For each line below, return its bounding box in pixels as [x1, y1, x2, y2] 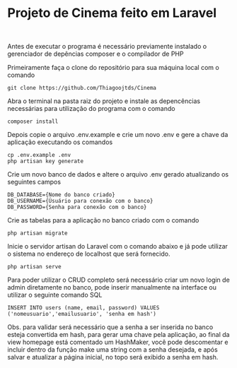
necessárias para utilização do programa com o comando [7, 104, 175, 112]
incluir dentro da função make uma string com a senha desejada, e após [7, 345, 218, 354]
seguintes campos [7, 177, 62, 186]
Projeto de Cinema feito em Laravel [7, 5, 217, 21]
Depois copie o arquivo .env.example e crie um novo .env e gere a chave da [7, 130, 229, 138]
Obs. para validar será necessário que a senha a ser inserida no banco [7, 323, 214, 331]
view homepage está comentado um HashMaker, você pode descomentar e [7, 338, 229, 346]
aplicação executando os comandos [7, 138, 113, 146]
